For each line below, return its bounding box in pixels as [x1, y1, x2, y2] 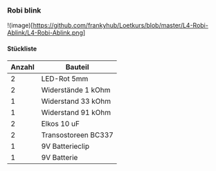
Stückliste [7, 44, 37, 53]
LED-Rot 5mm [41, 73, 89, 83]
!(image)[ [7, 21, 33, 30]
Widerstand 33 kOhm [41, 96, 111, 106]
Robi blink [7, 6, 42, 15]
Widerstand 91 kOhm [41, 107, 111, 117]
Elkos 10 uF [41, 118, 80, 128]
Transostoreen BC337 [41, 130, 114, 140]
